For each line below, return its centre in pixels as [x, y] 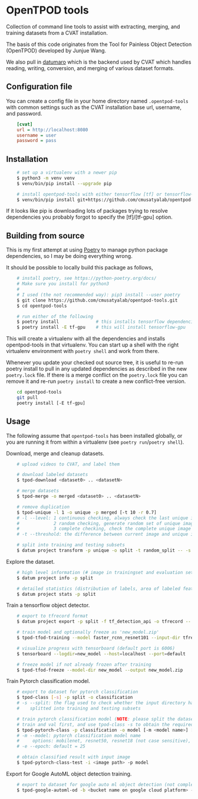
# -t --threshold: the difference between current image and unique [103, 534]
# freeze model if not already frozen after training [84, 664]
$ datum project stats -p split [56, 594]
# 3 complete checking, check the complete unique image [104, 529]
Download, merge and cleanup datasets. [55, 453]
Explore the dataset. [30, 562]
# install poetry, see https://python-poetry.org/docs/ [87, 278]
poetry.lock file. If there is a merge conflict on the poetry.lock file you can [97, 375]
